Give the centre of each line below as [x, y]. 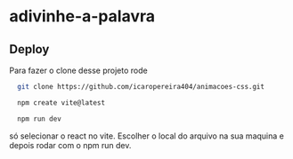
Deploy [29, 49]
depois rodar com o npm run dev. [70, 145]
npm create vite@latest [61, 103]
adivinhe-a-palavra [82, 16]
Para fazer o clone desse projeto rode [79, 70]
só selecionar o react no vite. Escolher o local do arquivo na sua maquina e [147, 136]
